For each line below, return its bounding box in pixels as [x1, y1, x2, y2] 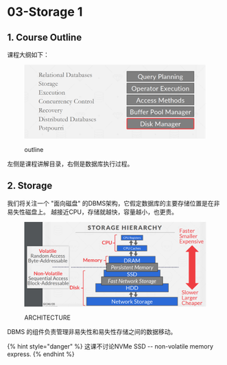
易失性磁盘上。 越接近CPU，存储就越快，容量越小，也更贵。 [7, 208, 178, 216]
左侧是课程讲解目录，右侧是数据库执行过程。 [7, 159, 134, 168]
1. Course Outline [7, 32, 82, 43]
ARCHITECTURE [24, 313, 71, 322]
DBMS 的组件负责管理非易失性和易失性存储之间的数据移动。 [7, 327, 177, 335]
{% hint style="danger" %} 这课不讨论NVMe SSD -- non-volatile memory [7, 342, 214, 351]
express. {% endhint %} [7, 350, 75, 358]
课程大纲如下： [7, 51, 49, 58]
